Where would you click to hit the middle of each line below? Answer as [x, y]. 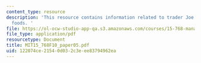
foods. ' [22, 23]
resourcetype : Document [36, 40]
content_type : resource [36, 12]
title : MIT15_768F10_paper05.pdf [48, 46]
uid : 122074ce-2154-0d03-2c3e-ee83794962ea [61, 51]
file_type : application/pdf [41, 34]
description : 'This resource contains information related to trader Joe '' [103, 17]
